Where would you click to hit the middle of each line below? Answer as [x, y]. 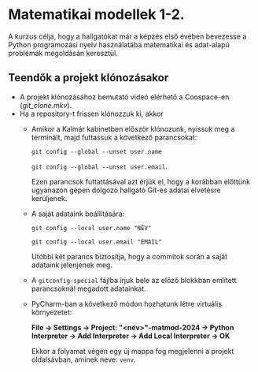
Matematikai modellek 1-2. [96, 15]
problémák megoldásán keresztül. [63, 53]
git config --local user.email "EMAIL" [97, 242]
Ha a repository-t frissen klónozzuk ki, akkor [91, 113]
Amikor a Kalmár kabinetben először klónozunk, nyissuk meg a [133, 128]
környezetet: [52, 312]
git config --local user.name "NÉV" [91, 228]
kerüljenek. [49, 198]
